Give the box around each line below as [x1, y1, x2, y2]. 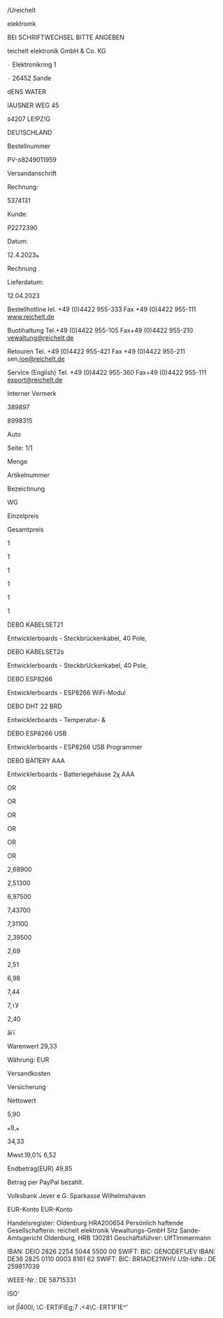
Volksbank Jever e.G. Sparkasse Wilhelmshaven [7, 1192, 146, 1199]
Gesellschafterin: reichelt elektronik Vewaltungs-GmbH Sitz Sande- [7, 1226, 201, 1234]
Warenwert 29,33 [7, 1042, 57, 1050]
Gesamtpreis [7, 526, 44, 533]
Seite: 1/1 [7, 444, 33, 452]
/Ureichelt [7, 6, 36, 14]
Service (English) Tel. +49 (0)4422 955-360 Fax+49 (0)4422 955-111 [7, 368, 207, 376]
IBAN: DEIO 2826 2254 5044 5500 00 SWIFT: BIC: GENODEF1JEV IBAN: [7, 1247, 215, 1256]
